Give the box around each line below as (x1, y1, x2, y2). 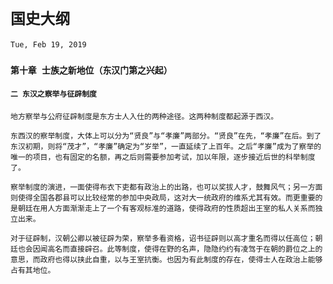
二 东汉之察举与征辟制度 (10, 89, 97, 100)
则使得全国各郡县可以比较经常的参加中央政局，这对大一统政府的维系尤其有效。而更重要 (10, 193, 316, 203)
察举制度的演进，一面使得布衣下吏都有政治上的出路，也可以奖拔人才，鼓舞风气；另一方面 (10, 182, 323, 193)
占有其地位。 (10, 266, 56, 276)
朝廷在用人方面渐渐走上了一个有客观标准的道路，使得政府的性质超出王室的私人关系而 (17, 204, 316, 214)
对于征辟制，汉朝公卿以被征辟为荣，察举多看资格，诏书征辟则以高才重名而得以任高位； (10, 234, 316, 244)
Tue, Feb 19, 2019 (10, 39, 87, 50)
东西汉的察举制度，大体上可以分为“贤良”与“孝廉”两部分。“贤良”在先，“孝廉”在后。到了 (10, 131, 322, 141)
